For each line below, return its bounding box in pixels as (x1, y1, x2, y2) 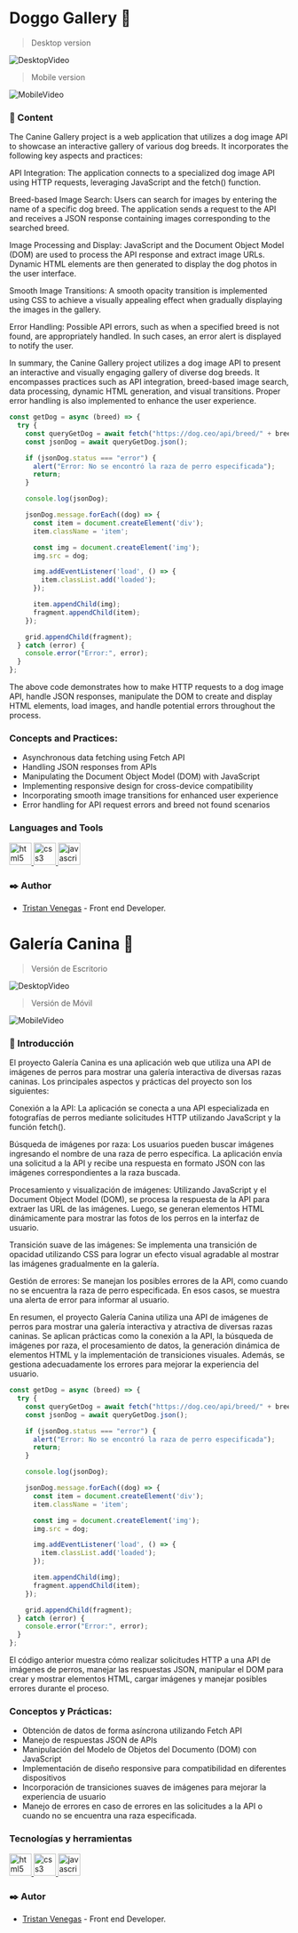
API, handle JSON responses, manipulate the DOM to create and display (9, 691, 273, 702)
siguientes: (9, 1086, 50, 1096)
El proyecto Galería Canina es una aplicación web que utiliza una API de (9, 1057, 272, 1068)
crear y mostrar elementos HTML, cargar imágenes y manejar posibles (9, 1673, 268, 1684)
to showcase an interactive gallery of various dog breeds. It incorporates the (9, 141, 289, 152)
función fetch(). (9, 1122, 67, 1133)
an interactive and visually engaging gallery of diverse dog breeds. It (9, 367, 260, 378)
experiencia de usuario (21, 1792, 106, 1802)
